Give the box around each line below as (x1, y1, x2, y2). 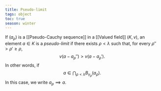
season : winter (5, 21, 36, 26)
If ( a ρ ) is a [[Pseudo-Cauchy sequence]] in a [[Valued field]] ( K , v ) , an (5, 34, 145, 42)
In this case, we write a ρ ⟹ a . (5, 79, 67, 86)
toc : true (5, 16, 25, 21)
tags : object (5, 12, 32, 17)
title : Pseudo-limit (5, 7, 47, 12)
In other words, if (5, 62, 40, 68)
